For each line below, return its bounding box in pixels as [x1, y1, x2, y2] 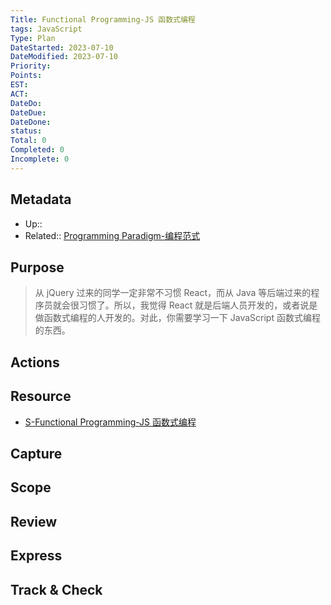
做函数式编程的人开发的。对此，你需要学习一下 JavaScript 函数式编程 [34, 312, 321, 324]
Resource [10, 388, 72, 405]
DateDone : [10, 117, 52, 127]
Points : [10, 71, 43, 81]
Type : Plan [10, 33, 56, 43]
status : [10, 126, 43, 136]
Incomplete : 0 [10, 154, 70, 164]
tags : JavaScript [10, 24, 83, 34]
